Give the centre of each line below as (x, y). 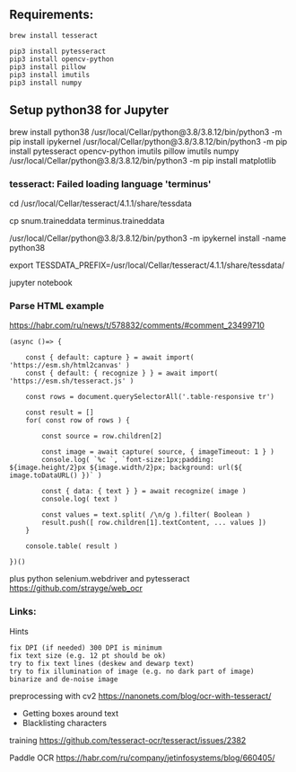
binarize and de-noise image (64, 679)
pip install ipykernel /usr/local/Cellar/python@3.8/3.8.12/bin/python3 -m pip (148, 141)
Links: (23, 612)
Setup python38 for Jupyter (89, 110)
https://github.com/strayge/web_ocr (76, 589)
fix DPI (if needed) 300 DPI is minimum (86, 648)
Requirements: (52, 15)
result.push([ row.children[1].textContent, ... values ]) (154, 523)
